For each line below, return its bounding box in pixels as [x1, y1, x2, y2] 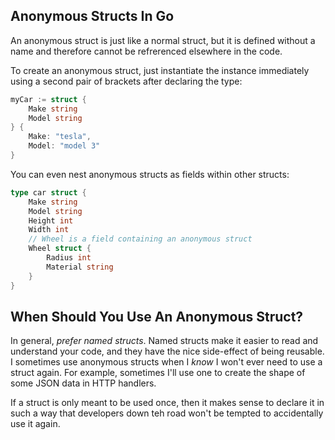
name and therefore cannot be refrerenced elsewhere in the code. [10, 45, 283, 57]
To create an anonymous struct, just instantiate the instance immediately [10, 64, 310, 76]
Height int [28, 215, 74, 226]
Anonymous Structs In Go [10, 8, 175, 25]
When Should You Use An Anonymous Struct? [10, 308, 304, 325]
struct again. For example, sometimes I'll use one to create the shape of [10, 367, 306, 379]
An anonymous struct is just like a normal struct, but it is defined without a [10, 34, 316, 46]
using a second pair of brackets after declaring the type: [10, 75, 243, 87]
